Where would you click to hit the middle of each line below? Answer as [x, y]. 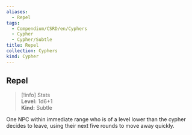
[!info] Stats [36, 95]
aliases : [17, 12]
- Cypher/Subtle [32, 40]
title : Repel [23, 46]
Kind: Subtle [36, 108]
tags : [13, 23]
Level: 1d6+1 [37, 101]
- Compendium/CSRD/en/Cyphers [49, 28]
